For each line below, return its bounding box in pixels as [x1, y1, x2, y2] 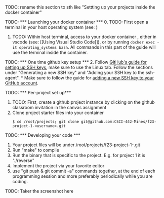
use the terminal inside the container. [12, 49, 88, 55]
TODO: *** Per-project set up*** [5, 90, 72, 95]
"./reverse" [12, 158, 35, 163]
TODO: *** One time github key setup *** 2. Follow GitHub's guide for [5, 59, 147, 65]
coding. [12, 179, 28, 184]
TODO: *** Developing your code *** [5, 132, 81, 138]
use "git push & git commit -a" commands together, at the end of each [12, 168, 156, 174]
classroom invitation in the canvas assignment [12, 105, 107, 110]
